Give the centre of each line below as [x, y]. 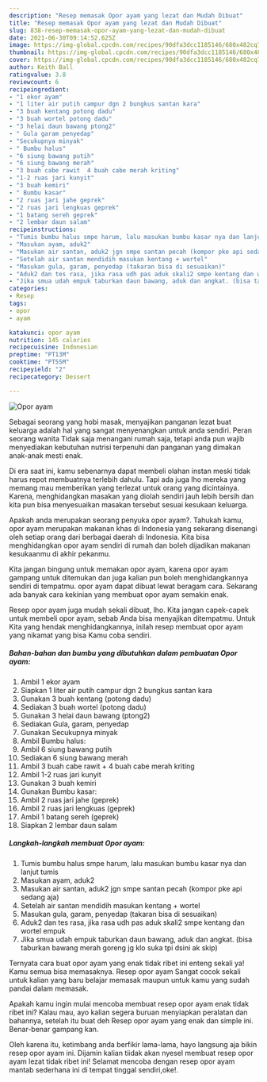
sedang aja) [40, 897]
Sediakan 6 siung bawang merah [74, 757]
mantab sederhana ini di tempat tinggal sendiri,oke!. [94, 1069]
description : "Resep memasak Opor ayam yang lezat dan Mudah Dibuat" [126, 15]
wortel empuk [43, 930]
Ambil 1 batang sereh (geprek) [70, 816]
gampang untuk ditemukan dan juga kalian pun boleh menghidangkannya [129, 577]
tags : [18, 303]
